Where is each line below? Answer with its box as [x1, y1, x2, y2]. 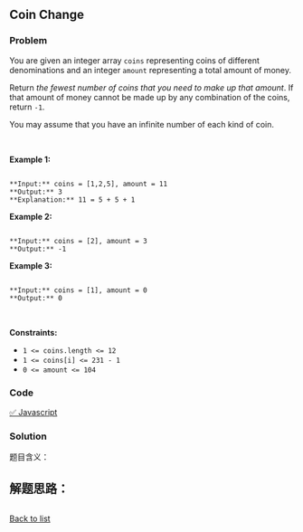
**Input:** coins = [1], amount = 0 [9, 285, 147, 295]
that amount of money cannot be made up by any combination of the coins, [9, 91, 290, 102]
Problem [9, 34, 48, 47]
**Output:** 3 [9, 187, 63, 196]
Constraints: [9, 327, 58, 337]
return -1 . [9, 101, 45, 112]
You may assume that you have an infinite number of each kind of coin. [9, 119, 274, 129]
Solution [9, 430, 48, 442]
